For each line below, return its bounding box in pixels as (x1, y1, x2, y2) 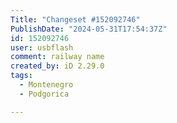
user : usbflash (10, 42, 74, 53)
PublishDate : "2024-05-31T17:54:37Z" (10, 24, 168, 34)
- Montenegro (19, 80, 74, 90)
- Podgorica (19, 89, 70, 99)
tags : (10, 71, 33, 81)
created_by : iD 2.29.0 (10, 61, 105, 71)
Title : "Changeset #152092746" (10, 14, 141, 25)
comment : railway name (10, 52, 105, 62)
